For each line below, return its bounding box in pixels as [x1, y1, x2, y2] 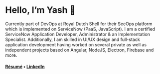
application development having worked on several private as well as [5, 41, 147, 47]
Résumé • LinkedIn [5, 64, 45, 70]
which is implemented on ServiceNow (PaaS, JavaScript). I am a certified [5, 26, 156, 32]
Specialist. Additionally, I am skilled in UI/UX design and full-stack [5, 37, 141, 42]
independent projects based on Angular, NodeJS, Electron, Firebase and [5, 47, 154, 53]
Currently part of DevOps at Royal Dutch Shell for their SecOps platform [5, 21, 153, 27]
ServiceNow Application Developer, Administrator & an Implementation [5, 31, 151, 37]
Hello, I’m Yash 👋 [5, 4, 76, 16]
